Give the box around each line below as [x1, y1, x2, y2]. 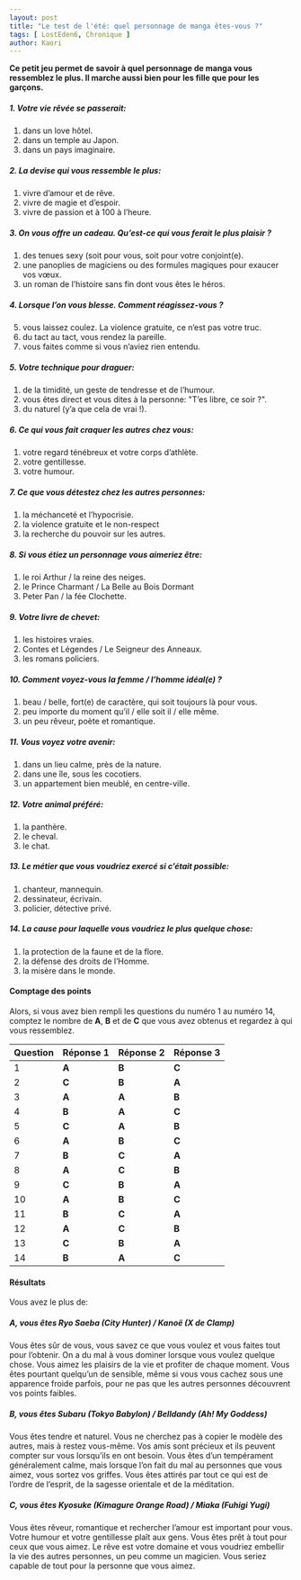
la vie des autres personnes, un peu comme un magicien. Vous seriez [9, 1551, 267, 1562]
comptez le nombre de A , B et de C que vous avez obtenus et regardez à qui [9, 1016, 293, 1027]
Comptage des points [9, 986, 92, 997]
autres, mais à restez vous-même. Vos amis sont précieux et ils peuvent [9, 1441, 276, 1451]
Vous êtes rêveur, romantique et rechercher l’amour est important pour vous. [9, 1522, 293, 1533]
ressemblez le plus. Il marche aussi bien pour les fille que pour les [9, 73, 260, 84]
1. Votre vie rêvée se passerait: [9, 103, 127, 113]
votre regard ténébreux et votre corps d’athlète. [22, 447, 199, 458]
